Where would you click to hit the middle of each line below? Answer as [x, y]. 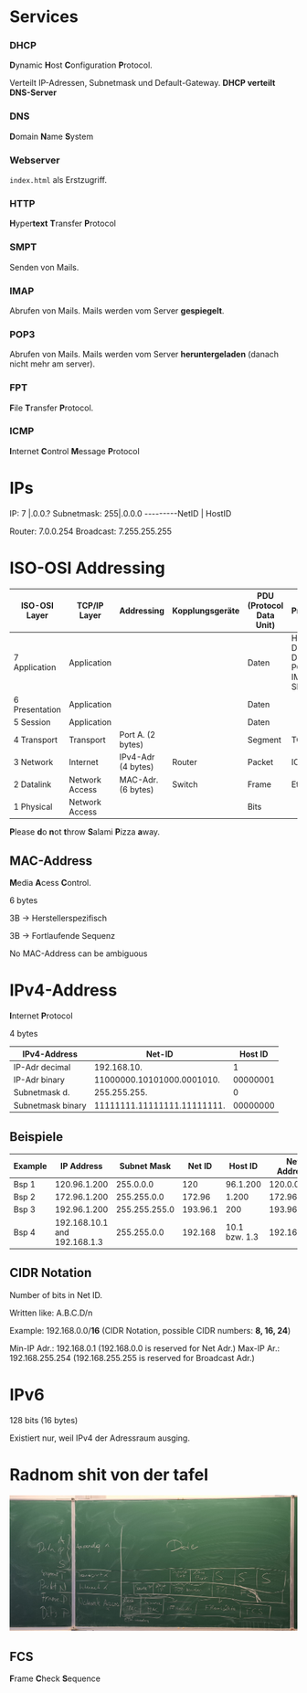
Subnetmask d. [42, 1092]
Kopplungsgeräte [206, 611]
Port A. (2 [138, 735]
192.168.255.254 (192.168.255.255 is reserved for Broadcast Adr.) [132, 1358]
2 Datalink [32, 784]
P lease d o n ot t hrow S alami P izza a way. [85, 832]
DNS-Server [33, 92]
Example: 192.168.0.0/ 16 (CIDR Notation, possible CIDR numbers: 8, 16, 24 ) [150, 1330]
